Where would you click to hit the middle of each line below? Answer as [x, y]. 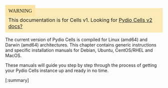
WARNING [20, 11]
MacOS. [13, 55]
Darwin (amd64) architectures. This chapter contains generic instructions [81, 45]
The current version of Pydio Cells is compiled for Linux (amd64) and [76, 39]
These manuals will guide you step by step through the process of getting [81, 65]
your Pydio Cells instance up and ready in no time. [57, 70]
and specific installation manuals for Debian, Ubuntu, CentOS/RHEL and [79, 50]
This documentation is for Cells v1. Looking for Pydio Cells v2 [80, 20]
